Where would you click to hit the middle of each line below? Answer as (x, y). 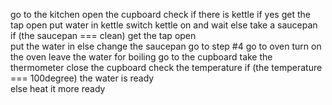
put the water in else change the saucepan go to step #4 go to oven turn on (166, 46)
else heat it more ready (58, 88)
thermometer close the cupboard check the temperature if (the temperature (166, 67)
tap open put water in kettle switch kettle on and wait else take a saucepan (164, 25)
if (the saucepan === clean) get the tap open (103, 35)
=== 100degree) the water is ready (82, 78)
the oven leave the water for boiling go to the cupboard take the (141, 57)
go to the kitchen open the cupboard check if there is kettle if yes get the (160, 14)
